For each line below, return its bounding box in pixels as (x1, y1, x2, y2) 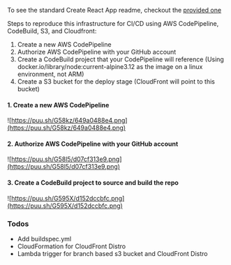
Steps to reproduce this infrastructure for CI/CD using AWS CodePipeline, (7, 20, 219, 27)
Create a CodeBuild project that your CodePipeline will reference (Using (17, 55, 225, 63)
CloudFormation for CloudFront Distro (17, 242, 126, 250)
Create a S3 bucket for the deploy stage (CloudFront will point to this (17, 77, 215, 86)
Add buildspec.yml (17, 234, 72, 243)
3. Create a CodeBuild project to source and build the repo (7, 179, 179, 187)
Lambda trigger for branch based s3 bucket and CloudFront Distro (17, 249, 208, 257)
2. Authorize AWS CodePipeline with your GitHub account (7, 139, 179, 148)
